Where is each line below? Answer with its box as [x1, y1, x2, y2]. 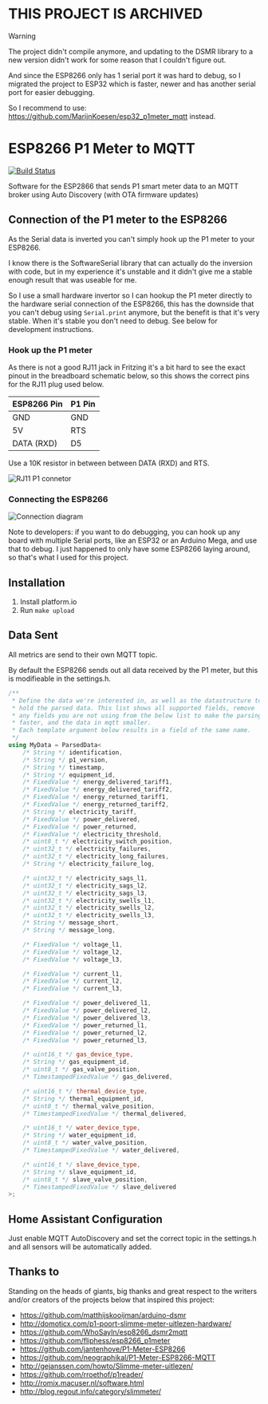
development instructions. [8, 324, 94, 334]
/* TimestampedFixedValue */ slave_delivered [22, 1183, 177, 1191]
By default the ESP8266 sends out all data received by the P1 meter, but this [8, 665, 258, 674]
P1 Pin [70, 398, 96, 409]
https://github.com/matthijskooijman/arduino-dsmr [19, 1310, 187, 1319]
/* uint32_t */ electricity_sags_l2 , [22, 881, 148, 890]
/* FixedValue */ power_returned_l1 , [22, 1021, 148, 1030]
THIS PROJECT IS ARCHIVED [8, 5, 203, 23]
